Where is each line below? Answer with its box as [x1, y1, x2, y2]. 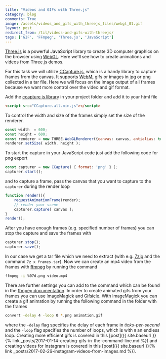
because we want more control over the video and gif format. [5, 84, 130, 90]
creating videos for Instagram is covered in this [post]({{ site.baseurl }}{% [5, 343, 156, 349]
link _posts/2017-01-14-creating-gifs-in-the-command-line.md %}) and [12, 337, 158, 344]
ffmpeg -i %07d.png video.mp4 [5, 273, 68, 278]
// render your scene [14, 202, 58, 207]
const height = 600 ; [5, 132, 48, 136]
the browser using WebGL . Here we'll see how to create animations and [5, 53, 151, 59]
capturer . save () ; [5, 244, 41, 250]
